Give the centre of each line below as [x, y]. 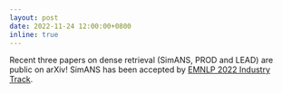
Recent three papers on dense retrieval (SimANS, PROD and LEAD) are [141, 60]
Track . [21, 79]
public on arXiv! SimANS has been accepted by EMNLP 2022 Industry [140, 70]
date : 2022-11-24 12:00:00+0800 [70, 26]
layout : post [34, 18]
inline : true [34, 34]
